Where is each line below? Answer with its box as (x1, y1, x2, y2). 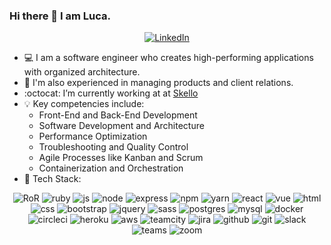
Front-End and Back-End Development (38, 109, 198, 121)
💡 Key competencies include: (23, 98, 145, 110)
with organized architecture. (23, 66, 141, 78)
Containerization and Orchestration (38, 162, 184, 174)
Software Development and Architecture (38, 120, 205, 132)
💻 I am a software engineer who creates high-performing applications (23, 52, 314, 64)
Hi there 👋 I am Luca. (9, 9, 111, 23)
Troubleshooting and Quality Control (38, 141, 189, 153)
